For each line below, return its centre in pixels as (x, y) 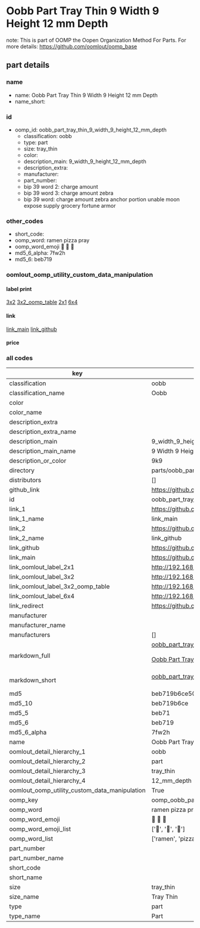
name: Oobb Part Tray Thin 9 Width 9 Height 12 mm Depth (86, 95)
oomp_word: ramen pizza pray (52, 240)
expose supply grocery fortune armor (70, 205)
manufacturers (30, 635)
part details (28, 65)
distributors (25, 480)
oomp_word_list (31, 839)
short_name (26, 877)
